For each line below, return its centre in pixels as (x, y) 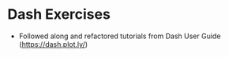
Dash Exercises (59, 14)
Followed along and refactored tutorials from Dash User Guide (120, 36)
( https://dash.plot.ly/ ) (53, 44)
